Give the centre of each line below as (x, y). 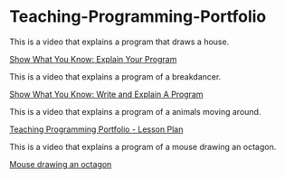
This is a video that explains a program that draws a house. (119, 42)
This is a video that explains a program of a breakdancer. (115, 76)
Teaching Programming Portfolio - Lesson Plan (96, 129)
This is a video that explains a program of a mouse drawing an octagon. (143, 146)
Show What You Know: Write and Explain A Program (106, 94)
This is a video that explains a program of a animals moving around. (135, 111)
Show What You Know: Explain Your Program (93, 59)
